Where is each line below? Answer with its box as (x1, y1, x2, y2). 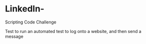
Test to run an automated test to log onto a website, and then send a (5, 28, 142, 34)
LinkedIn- (5, 3, 45, 14)
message (5, 33, 23, 39)
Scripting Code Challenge (5, 19, 57, 25)
